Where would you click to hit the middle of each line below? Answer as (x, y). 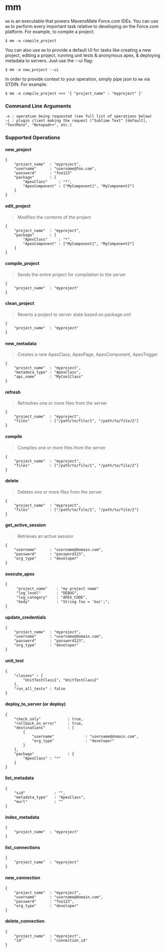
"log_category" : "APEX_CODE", (52, 598)
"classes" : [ (29, 676)
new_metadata (21, 343)
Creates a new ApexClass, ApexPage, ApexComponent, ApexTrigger (87, 355)
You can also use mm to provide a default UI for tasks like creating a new (78, 50)
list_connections (23, 847)
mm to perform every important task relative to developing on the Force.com (82, 26)
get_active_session (26, 525)
